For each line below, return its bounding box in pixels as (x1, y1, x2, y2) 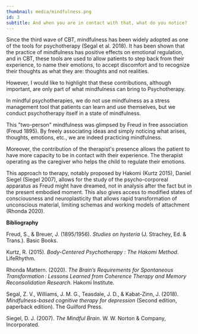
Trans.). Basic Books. (6, 237, 58, 244)
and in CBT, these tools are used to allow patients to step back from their (6, 55, 184, 63)
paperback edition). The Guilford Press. (6, 303, 103, 310)
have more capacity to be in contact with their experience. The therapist (6, 152, 183, 159)
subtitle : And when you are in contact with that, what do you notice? (6, 20, 187, 26)
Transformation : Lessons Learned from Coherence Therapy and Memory (6, 273, 187, 280)
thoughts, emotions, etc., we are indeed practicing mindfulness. (6, 134, 162, 141)
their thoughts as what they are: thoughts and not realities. (6, 68, 150, 75)
